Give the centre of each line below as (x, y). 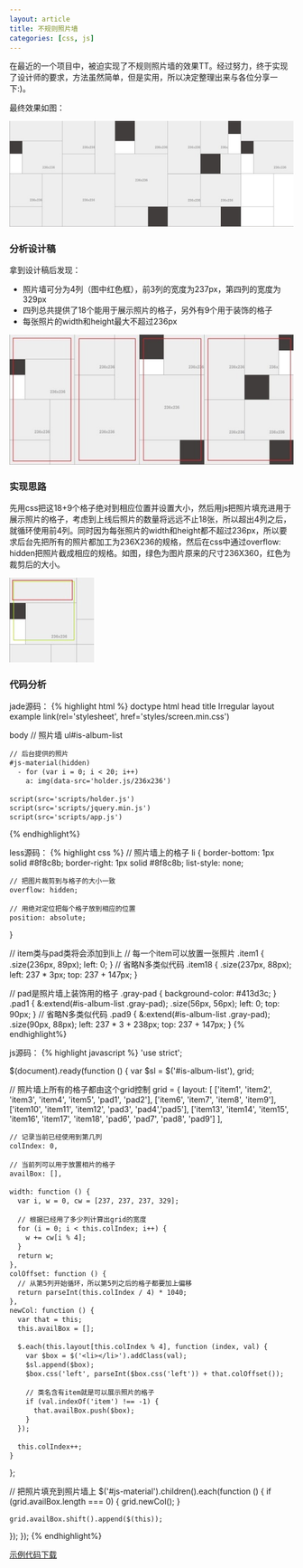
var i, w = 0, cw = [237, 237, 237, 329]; (98, 1201)
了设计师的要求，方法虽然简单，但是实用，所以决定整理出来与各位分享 (140, 78)
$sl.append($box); (60, 1365)
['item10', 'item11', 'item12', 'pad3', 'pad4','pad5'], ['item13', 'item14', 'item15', (149, 1109)
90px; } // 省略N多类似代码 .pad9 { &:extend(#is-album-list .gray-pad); (140, 1014)
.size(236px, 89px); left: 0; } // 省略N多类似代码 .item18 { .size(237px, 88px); (151, 964)
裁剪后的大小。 (37, 564)
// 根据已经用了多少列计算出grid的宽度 (82, 1219)
